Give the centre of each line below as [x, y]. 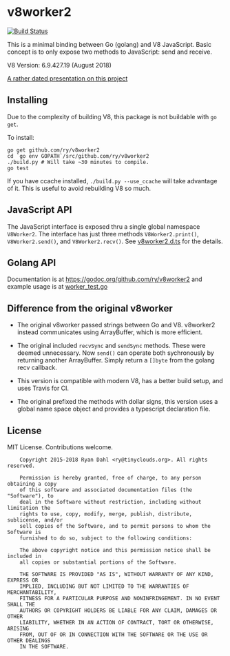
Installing [28, 100]
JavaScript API [40, 210]
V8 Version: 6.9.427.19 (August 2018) [60, 65]
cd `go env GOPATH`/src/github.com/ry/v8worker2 [78, 156]
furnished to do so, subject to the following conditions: [106, 538]
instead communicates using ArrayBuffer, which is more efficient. [110, 332]
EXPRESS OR [23, 580]
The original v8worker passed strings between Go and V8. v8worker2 [116, 325]
